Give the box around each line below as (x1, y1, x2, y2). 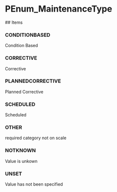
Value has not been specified (5, 181, 63, 187)
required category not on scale (5, 135, 67, 141)
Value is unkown (5, 158, 38, 164)
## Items (5, 19, 23, 25)
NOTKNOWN (5, 147, 36, 154)
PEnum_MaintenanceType (5, 3, 113, 15)
